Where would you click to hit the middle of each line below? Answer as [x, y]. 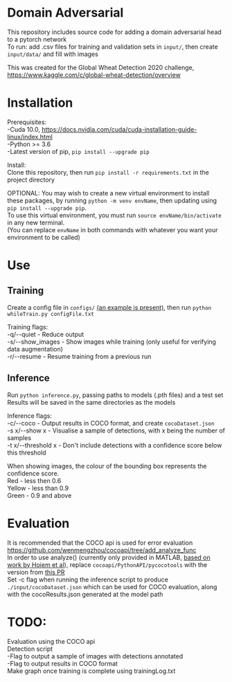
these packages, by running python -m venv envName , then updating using [112, 200]
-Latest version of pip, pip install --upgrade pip [79, 151]
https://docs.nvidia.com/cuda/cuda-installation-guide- [119, 129]
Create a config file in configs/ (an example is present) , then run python [109, 307]
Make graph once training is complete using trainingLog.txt [91, 671]
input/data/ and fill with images [53, 54]
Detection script [30, 649]
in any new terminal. [36, 222]
